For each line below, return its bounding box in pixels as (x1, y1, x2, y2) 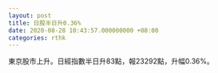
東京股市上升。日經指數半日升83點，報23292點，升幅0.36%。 (8, 56, 214, 66)
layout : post (8, 11, 52, 20)
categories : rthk (8, 33, 66, 42)
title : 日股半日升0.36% (8, 19, 81, 27)
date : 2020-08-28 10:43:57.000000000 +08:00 (8, 26, 159, 34)
